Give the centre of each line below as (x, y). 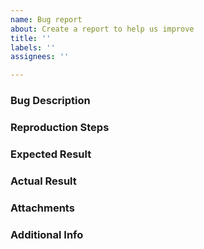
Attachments (42, 208)
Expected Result (51, 154)
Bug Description (50, 101)
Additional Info (47, 234)
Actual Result (43, 181)
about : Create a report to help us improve (102, 29)
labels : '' (33, 47)
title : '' (31, 38)
